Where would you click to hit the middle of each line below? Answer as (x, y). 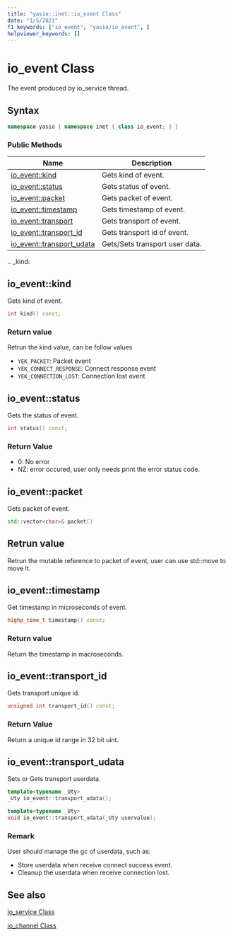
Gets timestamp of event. (143, 209)
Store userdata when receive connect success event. (95, 865)
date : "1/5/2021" (33, 21)
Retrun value (36, 544)
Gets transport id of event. (145, 233)
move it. (19, 568)
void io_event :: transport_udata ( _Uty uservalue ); (82, 818)
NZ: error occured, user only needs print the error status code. (108, 469)
